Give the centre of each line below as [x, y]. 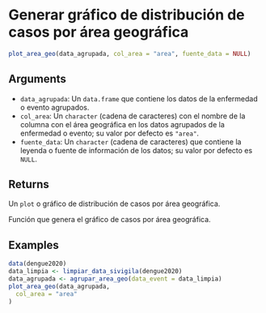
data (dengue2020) [38, 264]
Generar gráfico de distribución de [127, 15]
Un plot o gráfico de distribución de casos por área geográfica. [114, 204]
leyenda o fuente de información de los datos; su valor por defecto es [136, 150]
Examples [34, 245]
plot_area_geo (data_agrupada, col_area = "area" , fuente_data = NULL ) [130, 54]
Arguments [38, 79]
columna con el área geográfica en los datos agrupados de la [122, 124]
